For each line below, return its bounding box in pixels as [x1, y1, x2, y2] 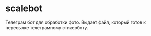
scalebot [5, 3, 43, 14]
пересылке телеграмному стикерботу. [5, 24, 88, 30]
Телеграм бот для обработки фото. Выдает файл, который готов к [5, 19, 146, 25]
